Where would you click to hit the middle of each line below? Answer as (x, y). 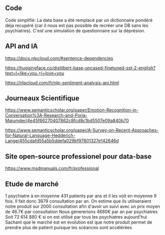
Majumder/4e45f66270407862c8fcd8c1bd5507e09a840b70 (67, 120)
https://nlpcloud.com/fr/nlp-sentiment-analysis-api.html (62, 83)
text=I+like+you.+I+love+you (35, 73)
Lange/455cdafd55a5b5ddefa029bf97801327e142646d (62, 141)
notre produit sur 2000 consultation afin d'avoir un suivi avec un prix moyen (82, 206)
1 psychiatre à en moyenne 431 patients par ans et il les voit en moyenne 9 (81, 196)
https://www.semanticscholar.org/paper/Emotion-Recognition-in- (72, 110)
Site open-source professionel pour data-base (79, 156)
